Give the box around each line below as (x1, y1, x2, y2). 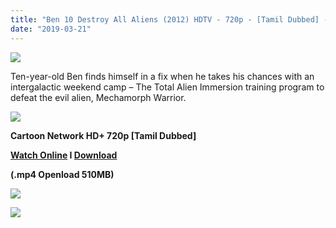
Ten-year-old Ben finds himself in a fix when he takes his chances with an (10, 70, 315, 82)
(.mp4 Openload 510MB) (10, 168, 115, 180)
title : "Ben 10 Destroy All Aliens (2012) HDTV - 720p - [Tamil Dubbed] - (10, 14, 329, 25)
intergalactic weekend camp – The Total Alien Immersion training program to (10, 81, 325, 93)
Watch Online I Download (10, 149, 118, 161)
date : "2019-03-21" (10, 24, 92, 34)
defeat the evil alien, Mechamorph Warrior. (10, 91, 187, 103)
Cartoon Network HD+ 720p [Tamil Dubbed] (10, 129, 197, 141)
